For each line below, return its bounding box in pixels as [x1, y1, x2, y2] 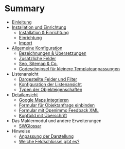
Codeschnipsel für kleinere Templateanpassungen [18, 65, 120, 71]
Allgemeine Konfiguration [11, 45, 63, 51]
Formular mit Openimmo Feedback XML [18, 107, 99, 113]
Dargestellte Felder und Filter [18, 76, 77, 82]
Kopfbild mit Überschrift [18, 112, 67, 118]
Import [18, 40, 33, 45]
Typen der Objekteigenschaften [18, 86, 83, 92]
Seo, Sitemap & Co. [18, 61, 58, 66]
